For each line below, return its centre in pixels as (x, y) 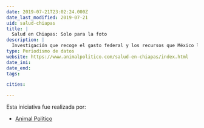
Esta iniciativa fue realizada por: (46, 107)
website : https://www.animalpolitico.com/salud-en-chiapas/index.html (97, 57)
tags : (13, 74)
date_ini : (19, 62)
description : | (25, 40)
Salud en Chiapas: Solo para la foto (59, 34)
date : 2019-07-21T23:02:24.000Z (47, 12)
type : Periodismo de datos (40, 51)
